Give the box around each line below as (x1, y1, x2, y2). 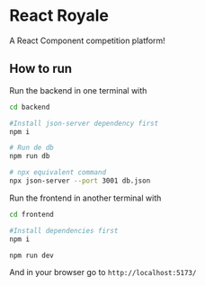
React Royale (9, 5, 110, 26)
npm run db (9, 152, 50, 161)
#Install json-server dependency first (9, 119, 159, 128)
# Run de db (9, 143, 54, 153)
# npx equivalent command (9, 168, 106, 177)
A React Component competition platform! (9, 35, 166, 46)
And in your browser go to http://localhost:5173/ (9, 267, 197, 278)
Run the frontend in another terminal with (9, 192, 162, 203)
